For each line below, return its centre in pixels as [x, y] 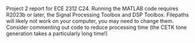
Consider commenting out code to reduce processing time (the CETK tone [97, 27]
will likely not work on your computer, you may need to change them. [90, 21]
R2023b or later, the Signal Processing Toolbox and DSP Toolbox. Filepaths [97, 15]
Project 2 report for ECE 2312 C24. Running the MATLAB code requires [92, 9]
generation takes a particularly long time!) [57, 34]
